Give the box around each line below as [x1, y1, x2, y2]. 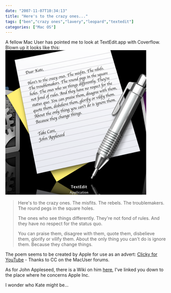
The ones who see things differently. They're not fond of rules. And [17, 215, 160, 221]
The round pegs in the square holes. [17, 205, 95, 212]
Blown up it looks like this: [5, 44, 60, 51]
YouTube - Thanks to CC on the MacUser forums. [5, 257, 110, 263]
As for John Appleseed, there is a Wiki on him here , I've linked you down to [5, 266, 164, 273]
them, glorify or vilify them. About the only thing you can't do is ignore [17, 236, 166, 242]
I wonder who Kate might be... [5, 282, 69, 288]
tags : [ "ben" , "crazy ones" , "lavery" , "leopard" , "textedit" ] [5, 19, 134, 24]
